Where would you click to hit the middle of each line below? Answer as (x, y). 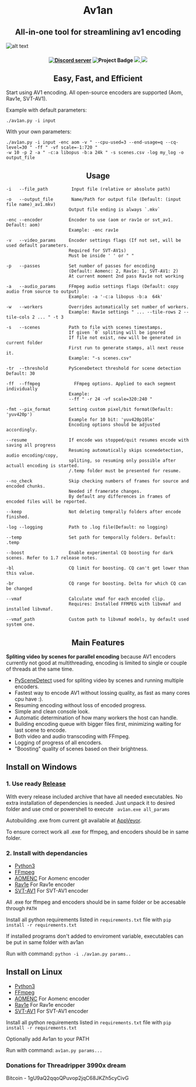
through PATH (22, 908)
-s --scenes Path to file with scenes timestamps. (85, 328)
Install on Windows (41, 767)
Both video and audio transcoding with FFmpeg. (72, 736)
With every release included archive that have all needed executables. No (94, 797)
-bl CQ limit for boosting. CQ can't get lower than (98, 568)
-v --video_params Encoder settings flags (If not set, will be (94, 241)
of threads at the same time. (40, 669)
